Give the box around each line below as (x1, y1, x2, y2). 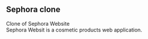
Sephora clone (6, 5, 60, 15)
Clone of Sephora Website (6, 20, 70, 27)
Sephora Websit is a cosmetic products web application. (6, 26, 143, 33)
